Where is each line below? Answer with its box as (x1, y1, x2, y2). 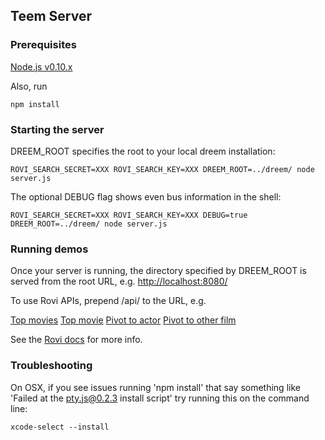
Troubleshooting (10, 359, 93, 373)
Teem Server (10, 8, 92, 25)
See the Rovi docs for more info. (10, 334, 143, 346)
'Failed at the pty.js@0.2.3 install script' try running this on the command (10, 392, 310, 404)
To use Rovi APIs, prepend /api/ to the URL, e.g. (10, 295, 207, 307)
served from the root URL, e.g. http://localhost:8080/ (10, 275, 228, 288)
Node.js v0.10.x (10, 60, 73, 73)
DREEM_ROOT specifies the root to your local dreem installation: (10, 145, 276, 157)
